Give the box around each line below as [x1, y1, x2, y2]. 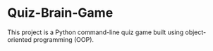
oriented [7, 35, 32, 43]
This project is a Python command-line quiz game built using [7, 28, 184, 36]
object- [185, 28, 207, 36]
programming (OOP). [32, 35, 94, 43]
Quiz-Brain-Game [7, 5, 114, 21]
